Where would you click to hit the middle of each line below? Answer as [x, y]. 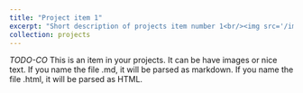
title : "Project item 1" [56, 18]
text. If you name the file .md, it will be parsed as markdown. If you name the [151, 70]
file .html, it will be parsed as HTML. [76, 79]
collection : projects [50, 34]
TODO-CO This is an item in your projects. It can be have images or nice [143, 60]
